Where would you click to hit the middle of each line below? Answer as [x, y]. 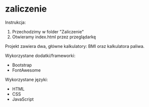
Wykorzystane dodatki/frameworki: [40, 55]
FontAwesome [26, 70]
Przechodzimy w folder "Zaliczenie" [48, 31]
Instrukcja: [16, 22]
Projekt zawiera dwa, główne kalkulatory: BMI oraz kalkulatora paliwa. [75, 46]
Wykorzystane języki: [26, 79]
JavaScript [23, 99]
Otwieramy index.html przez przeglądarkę [54, 37]
